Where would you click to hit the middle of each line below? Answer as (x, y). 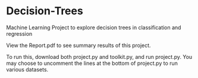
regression (19, 33)
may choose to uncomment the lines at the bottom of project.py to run (92, 63)
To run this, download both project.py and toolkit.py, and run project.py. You (99, 57)
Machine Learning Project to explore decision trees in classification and (94, 27)
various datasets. (27, 69)
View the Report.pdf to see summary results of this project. (78, 45)
